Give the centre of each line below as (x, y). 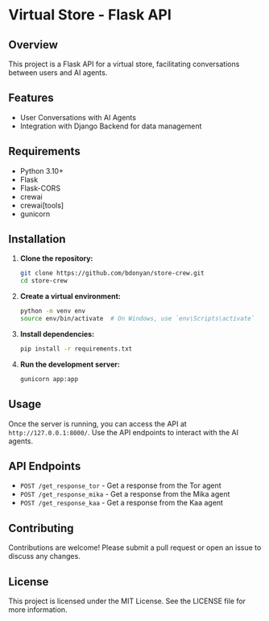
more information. (38, 609)
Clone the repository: (56, 258)
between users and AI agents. (58, 73)
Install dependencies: (57, 334)
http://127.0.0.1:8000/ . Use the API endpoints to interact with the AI (124, 432)
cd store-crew (43, 281)
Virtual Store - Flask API (90, 15)
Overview (33, 45)
